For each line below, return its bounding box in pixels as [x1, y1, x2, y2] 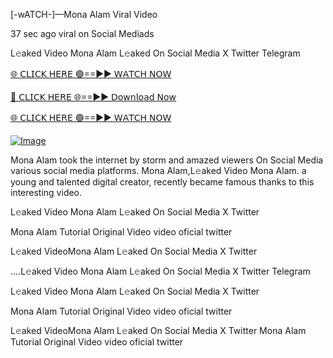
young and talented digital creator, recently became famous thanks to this [10, 176, 315, 188]
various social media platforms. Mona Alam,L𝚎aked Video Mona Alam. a [10, 165, 307, 176]
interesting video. [10, 187, 83, 198]
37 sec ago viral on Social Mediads [10, 28, 155, 39]
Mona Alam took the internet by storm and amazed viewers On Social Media [10, 154, 324, 166]
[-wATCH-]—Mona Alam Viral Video [10, 9, 158, 20]
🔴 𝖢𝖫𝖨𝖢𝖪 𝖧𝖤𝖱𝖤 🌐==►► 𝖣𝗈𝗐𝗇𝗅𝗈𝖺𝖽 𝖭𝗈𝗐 [10, 91, 177, 103]
